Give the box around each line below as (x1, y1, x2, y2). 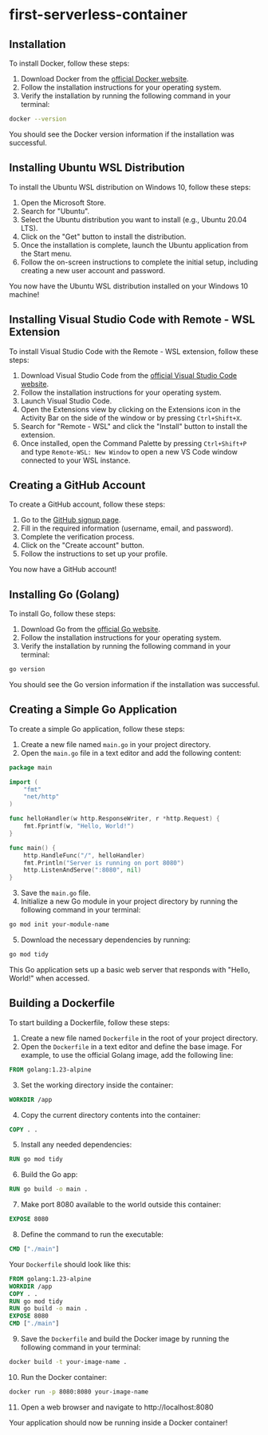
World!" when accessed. (9, 973, 90, 983)
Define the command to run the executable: (20, 1230, 164, 1239)
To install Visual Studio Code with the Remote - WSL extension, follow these (9, 346, 258, 356)
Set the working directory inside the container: (20, 1080, 174, 1090)
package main (9, 763, 53, 772)
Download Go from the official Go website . (20, 625, 160, 634)
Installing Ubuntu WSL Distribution (9, 161, 186, 175)
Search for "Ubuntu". (20, 206, 90, 216)
